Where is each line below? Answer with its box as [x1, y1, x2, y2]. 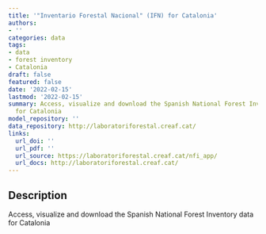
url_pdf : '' [15, 144, 55, 152]
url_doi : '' [15, 136, 55, 145]
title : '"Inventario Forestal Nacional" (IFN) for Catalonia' [8, 11, 218, 20]
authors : [8, 19, 37, 27]
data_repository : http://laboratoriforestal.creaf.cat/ [8, 122, 196, 130]
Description [8, 188, 67, 202]
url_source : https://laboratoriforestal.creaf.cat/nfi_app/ [15, 152, 218, 159]
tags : [8, 41, 26, 49]
